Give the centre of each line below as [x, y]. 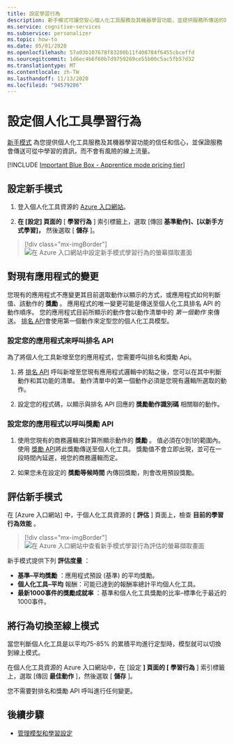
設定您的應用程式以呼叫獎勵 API [60, 424]
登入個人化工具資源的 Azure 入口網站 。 [73, 207]
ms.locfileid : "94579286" [45, 85]
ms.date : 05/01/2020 [37, 46]
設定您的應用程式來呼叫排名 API [60, 340]
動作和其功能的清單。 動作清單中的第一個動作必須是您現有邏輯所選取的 [119, 381]
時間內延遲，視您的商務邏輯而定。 [72, 458]
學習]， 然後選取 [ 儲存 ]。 [61, 230]
